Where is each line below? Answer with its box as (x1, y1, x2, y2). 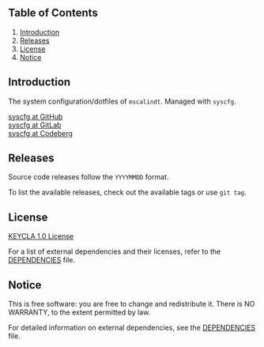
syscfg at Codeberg (8, 128, 74, 138)
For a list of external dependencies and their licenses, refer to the (8, 247, 221, 256)
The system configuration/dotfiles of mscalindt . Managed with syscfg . (8, 96, 236, 106)
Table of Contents (8, 6, 99, 20)
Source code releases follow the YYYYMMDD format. (8, 172, 169, 182)
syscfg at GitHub (8, 111, 63, 121)
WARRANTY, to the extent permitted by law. (8, 307, 151, 317)
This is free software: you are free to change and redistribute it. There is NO (8, 300, 255, 309)
